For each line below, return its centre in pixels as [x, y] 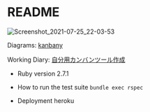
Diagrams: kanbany [35, 45]
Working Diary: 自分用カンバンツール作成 [66, 59]
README [33, 12]
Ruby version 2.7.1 [43, 73]
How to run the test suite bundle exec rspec [80, 87]
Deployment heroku [46, 100]
